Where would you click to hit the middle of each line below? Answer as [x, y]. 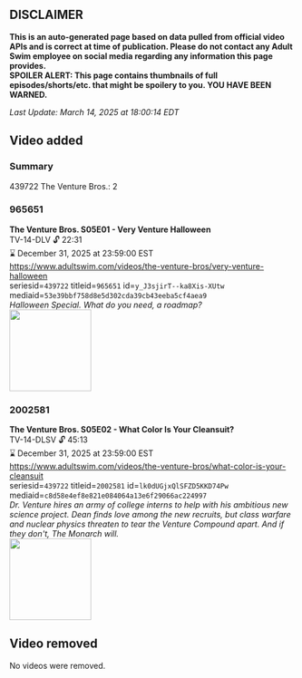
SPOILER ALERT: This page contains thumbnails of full [113, 75]
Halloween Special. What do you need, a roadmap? [106, 305]
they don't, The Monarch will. [64, 534]
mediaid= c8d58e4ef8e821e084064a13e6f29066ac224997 [108, 495]
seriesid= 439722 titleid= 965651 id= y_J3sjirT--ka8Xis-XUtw [117, 286]
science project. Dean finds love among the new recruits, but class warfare [151, 515]
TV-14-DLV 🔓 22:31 [46, 239]
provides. [28, 65]
